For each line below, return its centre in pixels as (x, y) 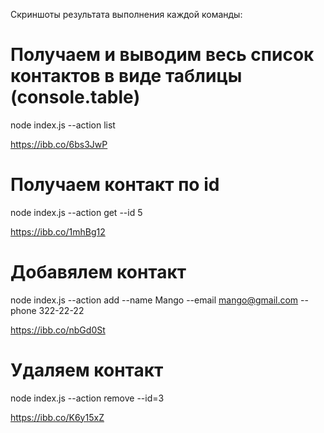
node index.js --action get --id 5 (76, 212)
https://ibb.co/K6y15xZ (57, 417)
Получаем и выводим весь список (162, 55)
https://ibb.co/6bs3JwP (59, 144)
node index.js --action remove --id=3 (87, 398)
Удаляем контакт (87, 370)
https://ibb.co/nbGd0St (58, 330)
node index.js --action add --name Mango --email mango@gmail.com (154, 300)
